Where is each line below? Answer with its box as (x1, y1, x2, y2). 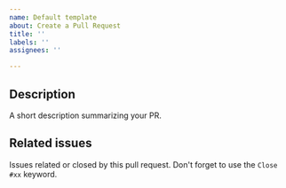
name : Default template (9, 12, 98, 22)
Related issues (9, 136, 92, 151)
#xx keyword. (9, 168, 58, 179)
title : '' (9, 29, 46, 38)
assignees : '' (9, 46, 62, 55)
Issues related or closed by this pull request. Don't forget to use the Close (9, 159, 278, 169)
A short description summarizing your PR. (9, 110, 162, 121)
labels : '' (9, 37, 50, 47)
